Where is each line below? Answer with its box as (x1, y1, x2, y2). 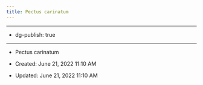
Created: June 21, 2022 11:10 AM (14, 60, 97, 67)
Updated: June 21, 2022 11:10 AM (14, 72, 98, 79)
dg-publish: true (14, 31, 56, 38)
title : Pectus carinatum (6, 8, 69, 15)
